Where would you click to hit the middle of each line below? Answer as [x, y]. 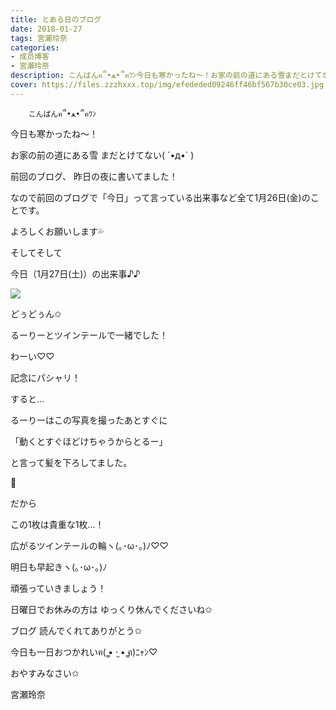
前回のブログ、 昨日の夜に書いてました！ [94, 176]
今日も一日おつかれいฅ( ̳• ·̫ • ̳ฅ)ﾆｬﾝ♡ [84, 652]
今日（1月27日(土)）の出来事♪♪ [75, 273]
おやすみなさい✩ [45, 673]
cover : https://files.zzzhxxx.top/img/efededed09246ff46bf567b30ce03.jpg [167, 85]
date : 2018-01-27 [46, 29]
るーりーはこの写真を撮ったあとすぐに [89, 420]
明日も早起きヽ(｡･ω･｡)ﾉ [59, 567]
